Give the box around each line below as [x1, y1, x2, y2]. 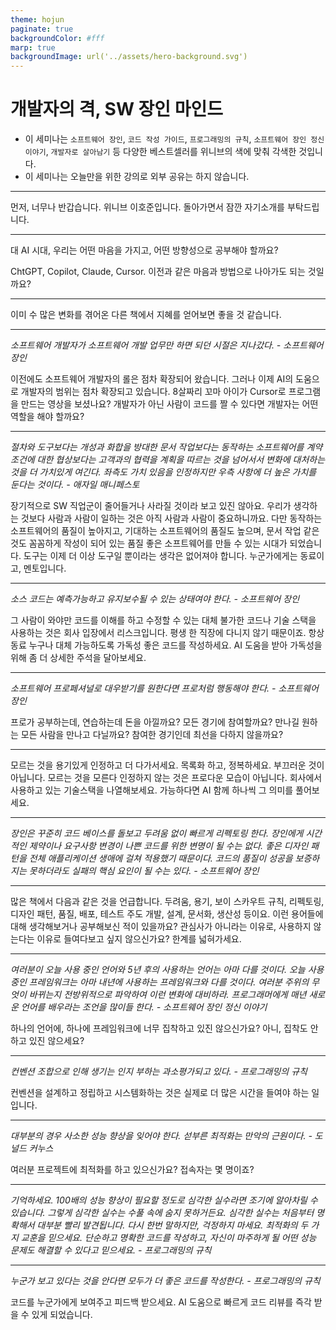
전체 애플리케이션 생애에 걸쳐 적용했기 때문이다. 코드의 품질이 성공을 [28, 852, 293, 865]
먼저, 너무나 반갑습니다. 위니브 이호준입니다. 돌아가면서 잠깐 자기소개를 [10, 201, 285, 213]
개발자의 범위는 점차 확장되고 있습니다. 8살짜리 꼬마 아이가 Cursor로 [20, 386, 287, 398]
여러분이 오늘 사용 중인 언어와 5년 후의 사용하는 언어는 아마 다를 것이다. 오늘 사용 [10, 964, 325, 976]
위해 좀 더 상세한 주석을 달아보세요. [10, 652, 147, 664]
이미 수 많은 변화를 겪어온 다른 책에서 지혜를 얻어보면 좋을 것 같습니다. [10, 309, 282, 321]
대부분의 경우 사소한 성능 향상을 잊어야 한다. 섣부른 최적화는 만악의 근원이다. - [10, 1130, 313, 1142]
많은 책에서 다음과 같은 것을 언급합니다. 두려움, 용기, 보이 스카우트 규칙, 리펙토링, [10, 896, 325, 908]
